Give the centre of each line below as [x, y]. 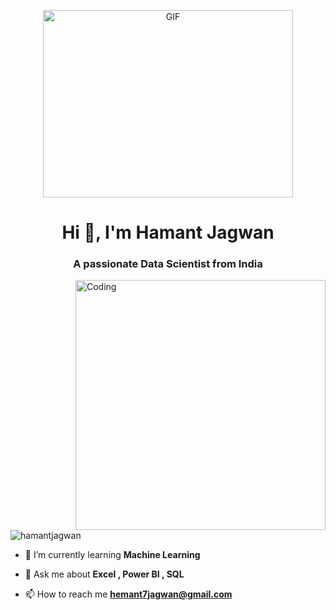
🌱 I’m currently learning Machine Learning [112, 555]
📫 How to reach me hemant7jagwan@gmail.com [128, 594]
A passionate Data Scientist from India [168, 264]
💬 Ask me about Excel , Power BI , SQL [104, 574]
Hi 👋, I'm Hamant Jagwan [168, 232]
